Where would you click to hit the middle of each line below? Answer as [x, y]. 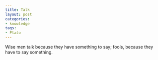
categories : [17, 19]
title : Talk [17, 10]
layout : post [19, 14]
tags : [11, 28]
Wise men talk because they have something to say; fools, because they [79, 47]
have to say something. [29, 52]
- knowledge [17, 24]
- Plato [13, 33]
